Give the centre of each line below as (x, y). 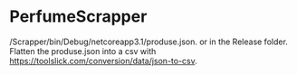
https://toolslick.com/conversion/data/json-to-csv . (103, 61)
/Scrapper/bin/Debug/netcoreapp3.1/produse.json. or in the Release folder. (148, 42)
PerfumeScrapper (78, 17)
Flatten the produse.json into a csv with (83, 51)
